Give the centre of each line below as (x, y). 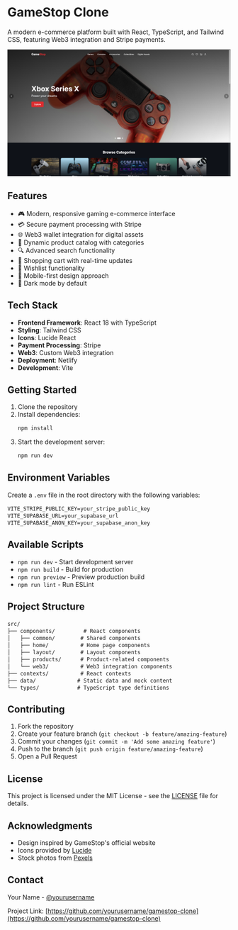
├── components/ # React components (74, 631)
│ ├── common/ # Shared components (74, 638)
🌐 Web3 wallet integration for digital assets (80, 234)
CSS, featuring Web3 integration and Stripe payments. (86, 39)
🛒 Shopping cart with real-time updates (75, 260)
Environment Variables (59, 478)
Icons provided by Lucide (55, 850)
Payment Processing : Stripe (59, 345)
